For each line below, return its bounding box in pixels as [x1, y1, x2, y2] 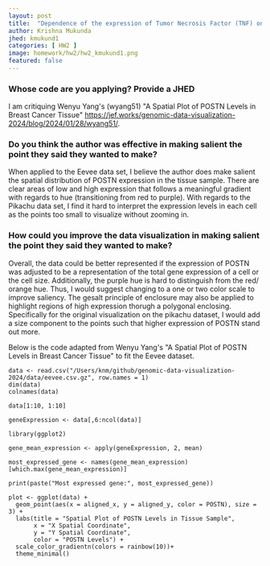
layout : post [8, 11, 52, 20]
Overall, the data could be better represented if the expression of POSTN [8, 258, 250, 268]
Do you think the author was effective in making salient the [8, 138, 243, 150]
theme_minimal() [15, 549, 70, 558]
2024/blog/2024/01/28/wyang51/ [8, 118, 118, 129]
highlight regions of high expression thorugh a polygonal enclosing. [8, 301, 231, 311]
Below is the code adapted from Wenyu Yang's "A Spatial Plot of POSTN [8, 342, 247, 352]
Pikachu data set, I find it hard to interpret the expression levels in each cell [8, 201, 257, 211]
